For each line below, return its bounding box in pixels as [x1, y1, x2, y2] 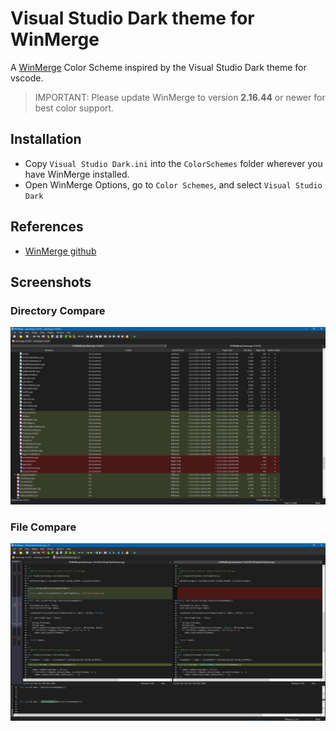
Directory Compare [10, 303, 106, 317]
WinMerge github [24, 245, 97, 257]
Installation [10, 131, 82, 148]
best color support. [34, 102, 115, 114]
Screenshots [10, 273, 92, 291]
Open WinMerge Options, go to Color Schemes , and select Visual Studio [24, 178, 323, 191]
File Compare [10, 520, 77, 534]
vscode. [10, 72, 44, 84]
